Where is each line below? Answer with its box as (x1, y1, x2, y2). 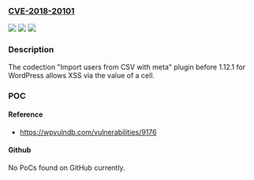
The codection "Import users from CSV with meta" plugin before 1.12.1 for (8, 62, 246, 72)
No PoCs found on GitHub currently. (8, 163, 125, 172)
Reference (8, 110, 43, 119)
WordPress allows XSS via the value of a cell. (8, 70, 155, 80)
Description (8, 44, 54, 55)
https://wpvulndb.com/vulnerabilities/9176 (19, 127, 157, 137)
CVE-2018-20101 (8, 6, 75, 17)
